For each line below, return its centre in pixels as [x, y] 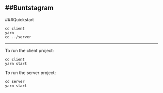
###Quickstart [19, 19]
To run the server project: [31, 73]
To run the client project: [30, 50]
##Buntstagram [29, 8]
